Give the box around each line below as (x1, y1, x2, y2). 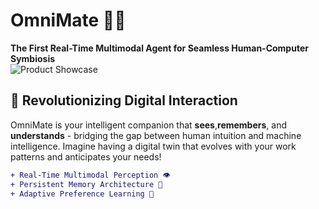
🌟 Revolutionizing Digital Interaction (10, 92, 238, 109)
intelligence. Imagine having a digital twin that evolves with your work (10, 140, 297, 152)
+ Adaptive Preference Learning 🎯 (10, 189, 155, 199)
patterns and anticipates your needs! (10, 150, 162, 163)
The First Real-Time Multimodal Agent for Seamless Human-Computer (10, 42, 309, 54)
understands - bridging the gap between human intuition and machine (10, 129, 302, 141)
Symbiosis (10, 52, 56, 64)
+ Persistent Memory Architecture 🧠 (10, 179, 163, 189)
